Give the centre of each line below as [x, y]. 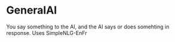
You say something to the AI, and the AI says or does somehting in [88, 27]
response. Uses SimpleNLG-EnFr [47, 33]
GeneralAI [32, 10]
